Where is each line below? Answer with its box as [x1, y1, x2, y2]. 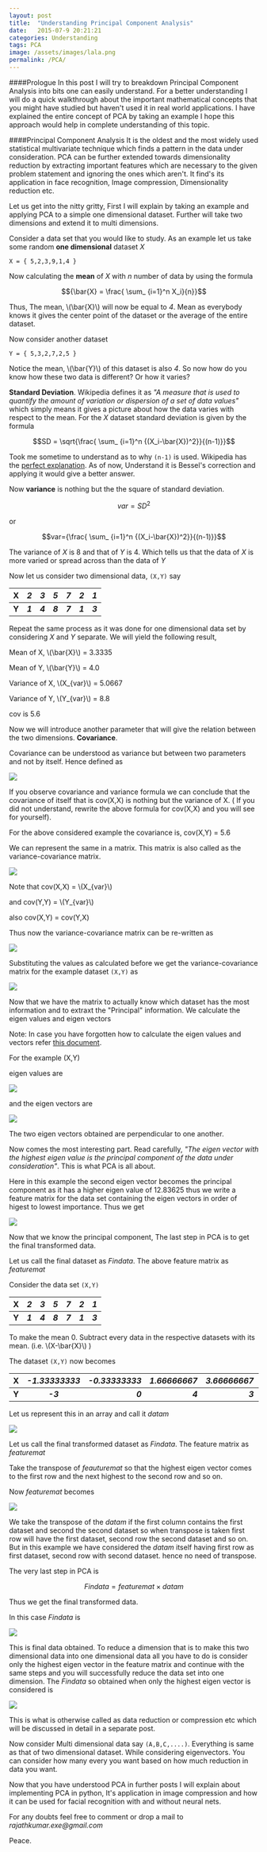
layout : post [9, 11, 52, 20]
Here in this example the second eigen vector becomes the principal [9, 1176, 232, 1186]
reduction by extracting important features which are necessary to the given [9, 160, 258, 170]
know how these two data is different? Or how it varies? [9, 372, 191, 381]
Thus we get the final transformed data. [9, 1597, 139, 1607]
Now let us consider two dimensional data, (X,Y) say [9, 571, 181, 581]
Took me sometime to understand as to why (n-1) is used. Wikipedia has [9, 452, 247, 461]
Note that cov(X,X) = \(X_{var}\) [9, 882, 113, 891]
